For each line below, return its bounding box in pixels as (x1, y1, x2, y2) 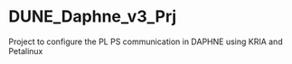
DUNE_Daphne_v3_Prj (8, 6, 177, 27)
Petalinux (8, 45, 43, 56)
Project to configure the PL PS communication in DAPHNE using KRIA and (8, 36, 283, 47)
